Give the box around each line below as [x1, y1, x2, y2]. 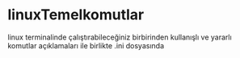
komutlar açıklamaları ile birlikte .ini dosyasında [7, 40, 165, 50]
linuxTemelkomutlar [7, 6, 145, 24]
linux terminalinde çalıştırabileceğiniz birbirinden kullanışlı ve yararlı [7, 32, 232, 42]
